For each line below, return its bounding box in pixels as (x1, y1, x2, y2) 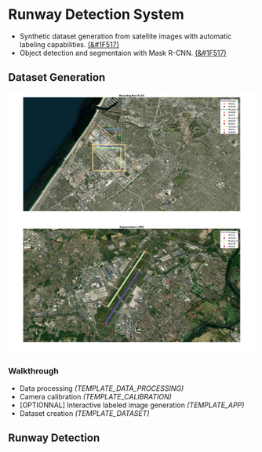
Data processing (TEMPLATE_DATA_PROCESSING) (19, 383, 184, 393)
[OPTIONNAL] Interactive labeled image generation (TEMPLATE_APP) (19, 400, 245, 410)
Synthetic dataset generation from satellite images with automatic (19, 31, 232, 41)
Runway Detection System (8, 5, 184, 24)
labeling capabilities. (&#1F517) (19, 39, 120, 49)
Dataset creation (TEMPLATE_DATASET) (19, 408, 151, 417)
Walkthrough (8, 366, 59, 377)
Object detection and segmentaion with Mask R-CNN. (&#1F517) (19, 48, 227, 57)
